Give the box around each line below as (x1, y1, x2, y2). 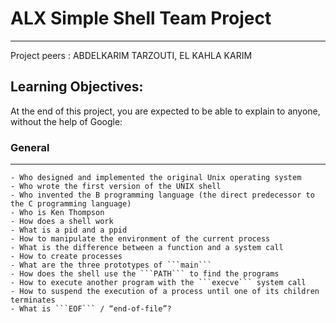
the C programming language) (10, 199, 132, 209)
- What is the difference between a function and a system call (10, 243, 284, 253)
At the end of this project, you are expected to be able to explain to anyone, (10, 105, 321, 117)
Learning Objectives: (10, 78, 144, 96)
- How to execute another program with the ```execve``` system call (10, 278, 307, 288)
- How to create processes (10, 252, 123, 262)
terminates (10, 295, 56, 306)
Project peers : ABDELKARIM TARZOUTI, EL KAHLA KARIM (10, 49, 253, 61)
